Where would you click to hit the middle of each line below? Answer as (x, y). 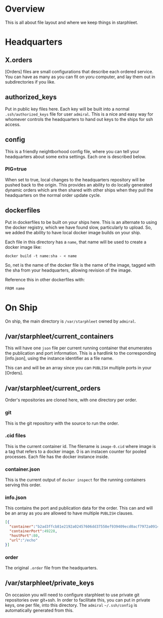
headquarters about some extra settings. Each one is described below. (76, 156)
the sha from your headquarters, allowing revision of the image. (68, 270)
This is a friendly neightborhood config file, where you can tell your (72, 151)
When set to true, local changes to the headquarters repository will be (75, 180)
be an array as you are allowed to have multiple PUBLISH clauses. (69, 513)
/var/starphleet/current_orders (53, 388)
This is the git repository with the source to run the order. (62, 423)
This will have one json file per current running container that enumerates (79, 348)
